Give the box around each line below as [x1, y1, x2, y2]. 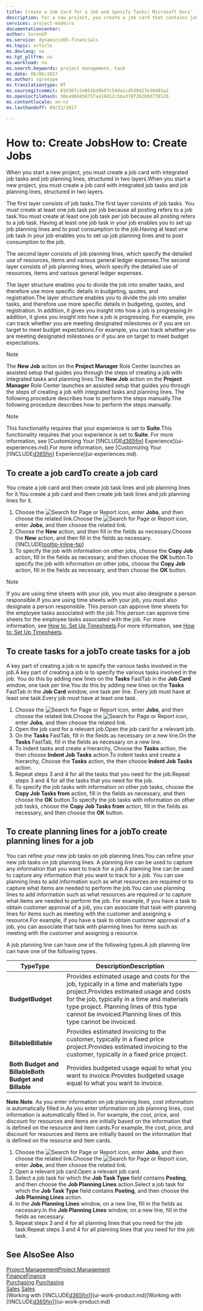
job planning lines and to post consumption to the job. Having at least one [6, 225, 188, 233]
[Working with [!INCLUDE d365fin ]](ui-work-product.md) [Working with [6, 1291, 181, 1299]
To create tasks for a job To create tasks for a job [6, 646, 191, 656]
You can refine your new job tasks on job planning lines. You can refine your [6, 852, 195, 859]
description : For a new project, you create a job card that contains [6, 15, 188, 21]
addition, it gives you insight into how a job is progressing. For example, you [6, 313, 195, 321]
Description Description [95, 962, 165, 970]
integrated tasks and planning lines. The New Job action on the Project [6, 375, 182, 383]
